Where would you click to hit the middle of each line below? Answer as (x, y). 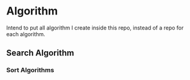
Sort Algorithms (30, 70)
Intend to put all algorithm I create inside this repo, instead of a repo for (95, 28)
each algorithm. (26, 34)
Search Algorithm (40, 53)
